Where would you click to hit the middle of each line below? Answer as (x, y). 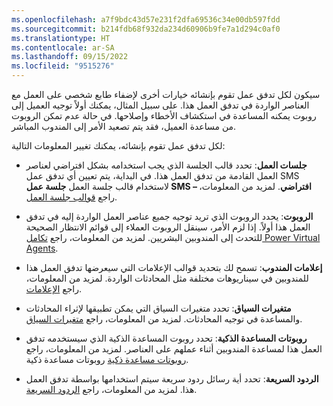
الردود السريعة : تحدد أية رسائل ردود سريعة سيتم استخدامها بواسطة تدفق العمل (172, 379)
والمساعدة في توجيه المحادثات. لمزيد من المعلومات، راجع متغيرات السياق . (164, 319)
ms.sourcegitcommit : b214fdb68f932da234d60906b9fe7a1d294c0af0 (146, 29)
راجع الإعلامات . (54, 289)
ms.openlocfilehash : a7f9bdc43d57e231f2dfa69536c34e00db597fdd (146, 19)
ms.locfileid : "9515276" (63, 66)
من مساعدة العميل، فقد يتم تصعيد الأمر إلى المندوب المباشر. (124, 126)
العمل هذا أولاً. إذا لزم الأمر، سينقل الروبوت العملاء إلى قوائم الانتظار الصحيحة (168, 227)
